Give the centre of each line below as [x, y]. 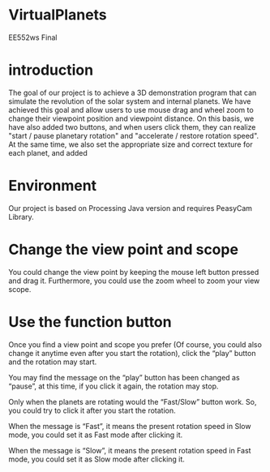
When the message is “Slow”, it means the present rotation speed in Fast [130, 450]
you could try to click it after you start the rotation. [92, 410]
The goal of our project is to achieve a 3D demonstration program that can [133, 92]
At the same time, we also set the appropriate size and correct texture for [131, 144]
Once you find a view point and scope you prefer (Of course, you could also [135, 344]
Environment [53, 186]
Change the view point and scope [124, 250]
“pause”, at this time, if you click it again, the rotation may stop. [114, 386]
